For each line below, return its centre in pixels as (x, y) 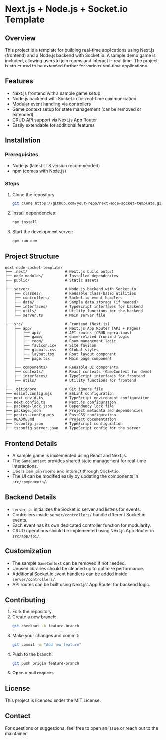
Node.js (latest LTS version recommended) (56, 165)
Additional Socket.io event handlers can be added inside (70, 574)
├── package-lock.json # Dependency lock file (59, 406)
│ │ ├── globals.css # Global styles (52, 350)
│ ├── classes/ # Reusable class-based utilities (71, 294)
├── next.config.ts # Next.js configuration (61, 402)
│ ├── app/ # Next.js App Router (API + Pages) (73, 329)
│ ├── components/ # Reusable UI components (62, 368)
